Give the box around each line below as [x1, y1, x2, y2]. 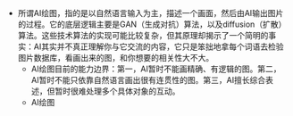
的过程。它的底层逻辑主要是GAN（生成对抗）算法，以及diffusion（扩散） [17, 19, 287, 29]
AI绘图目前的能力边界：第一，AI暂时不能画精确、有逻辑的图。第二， [30, 63, 281, 74]
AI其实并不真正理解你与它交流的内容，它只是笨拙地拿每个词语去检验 [33, 41, 284, 52]
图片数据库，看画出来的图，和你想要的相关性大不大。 [17, 53, 214, 62]
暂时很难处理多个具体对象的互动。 [54, 86, 180, 96]
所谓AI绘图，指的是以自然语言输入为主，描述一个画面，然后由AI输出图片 [17, 8, 284, 18]
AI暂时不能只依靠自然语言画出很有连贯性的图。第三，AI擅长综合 [30, 75, 266, 85]
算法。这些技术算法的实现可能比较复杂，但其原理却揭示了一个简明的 [17, 30, 269, 40]
